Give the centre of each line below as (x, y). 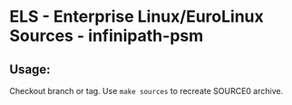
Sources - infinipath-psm (107, 36)
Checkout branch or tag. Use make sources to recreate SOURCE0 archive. (146, 91)
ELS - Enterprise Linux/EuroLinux (137, 17)
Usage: (30, 69)
